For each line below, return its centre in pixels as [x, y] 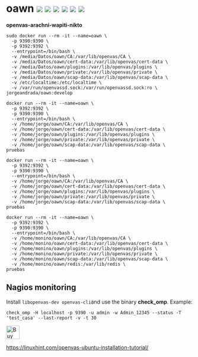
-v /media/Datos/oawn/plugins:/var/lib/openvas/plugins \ [85, 67]
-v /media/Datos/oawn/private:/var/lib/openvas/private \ [85, 72]
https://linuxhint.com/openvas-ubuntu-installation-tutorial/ [77, 347]
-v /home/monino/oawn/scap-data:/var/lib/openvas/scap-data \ [90, 259]
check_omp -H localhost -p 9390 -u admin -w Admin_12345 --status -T [94, 313]
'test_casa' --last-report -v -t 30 [51, 318]
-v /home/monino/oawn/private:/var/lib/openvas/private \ [85, 254]
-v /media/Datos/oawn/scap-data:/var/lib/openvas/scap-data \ [90, 77]
